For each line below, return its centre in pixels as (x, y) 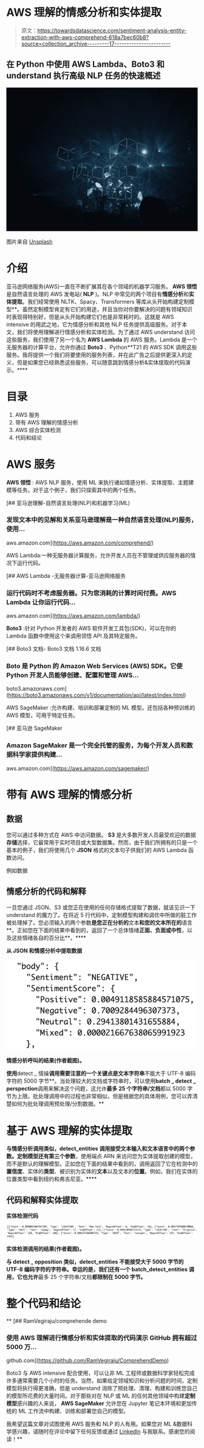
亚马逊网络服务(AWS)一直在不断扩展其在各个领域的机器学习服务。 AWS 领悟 (102, 286)
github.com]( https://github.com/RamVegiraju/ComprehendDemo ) (88, 1361)
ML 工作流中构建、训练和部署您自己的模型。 (73, 1411)
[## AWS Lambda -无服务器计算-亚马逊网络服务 (66, 575)
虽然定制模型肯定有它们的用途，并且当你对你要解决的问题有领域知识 (107, 309)
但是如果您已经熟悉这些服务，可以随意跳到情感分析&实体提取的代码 (101, 362)
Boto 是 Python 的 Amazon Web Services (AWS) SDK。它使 (95, 666)
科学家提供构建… (37, 755)
